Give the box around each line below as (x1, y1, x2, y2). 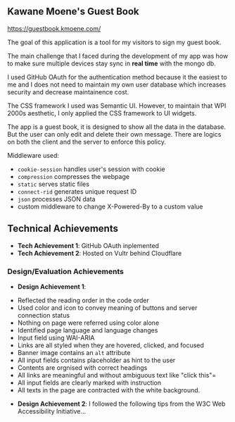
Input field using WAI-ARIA (17, 333, 95, 342)
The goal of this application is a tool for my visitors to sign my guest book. (7, 38, 222, 46)
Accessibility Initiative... (17, 407, 87, 415)
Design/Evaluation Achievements (7, 266, 125, 276)
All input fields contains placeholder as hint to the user (17, 356, 176, 364)
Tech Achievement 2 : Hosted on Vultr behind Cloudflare (17, 249, 182, 257)
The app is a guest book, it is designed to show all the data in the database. (7, 123, 227, 131)
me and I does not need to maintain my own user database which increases (7, 80, 227, 89)
